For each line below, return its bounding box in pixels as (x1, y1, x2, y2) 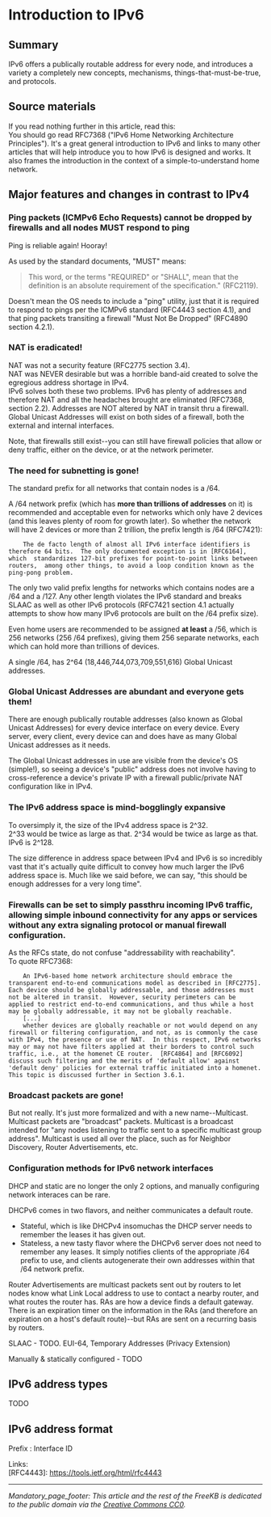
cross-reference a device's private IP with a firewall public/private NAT (8, 773, 244, 783)
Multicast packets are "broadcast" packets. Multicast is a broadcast (8, 1117, 234, 1126)
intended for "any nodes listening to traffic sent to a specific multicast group (8, 1126, 262, 1135)
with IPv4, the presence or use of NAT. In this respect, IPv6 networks (8, 1035, 262, 1044)
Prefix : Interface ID (8, 1443, 73, 1453)
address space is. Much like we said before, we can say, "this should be (8, 870, 248, 880)
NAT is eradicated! (8, 342, 83, 353)
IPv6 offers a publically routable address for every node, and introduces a (8, 59, 253, 69)
